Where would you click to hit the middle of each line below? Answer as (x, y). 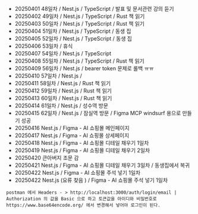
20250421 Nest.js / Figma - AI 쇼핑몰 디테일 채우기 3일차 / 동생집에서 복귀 (102, 165)
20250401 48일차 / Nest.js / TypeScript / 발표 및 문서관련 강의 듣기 (94, 9)
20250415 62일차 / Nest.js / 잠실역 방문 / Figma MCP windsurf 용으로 (98, 113)
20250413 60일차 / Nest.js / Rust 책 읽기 (63, 98)
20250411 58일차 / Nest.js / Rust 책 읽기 (63, 83)
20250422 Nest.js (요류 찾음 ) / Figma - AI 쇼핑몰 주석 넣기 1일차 (91, 180)
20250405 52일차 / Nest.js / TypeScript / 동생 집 (73, 38)
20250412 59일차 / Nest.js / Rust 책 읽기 (63, 91)
